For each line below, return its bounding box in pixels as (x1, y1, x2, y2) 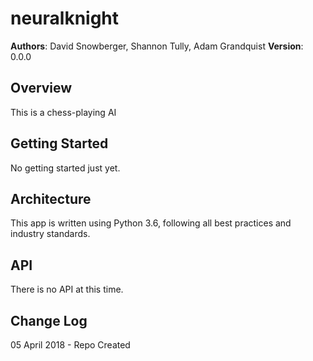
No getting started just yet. (10, 162, 121, 174)
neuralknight (10, 7, 120, 30)
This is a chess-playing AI (10, 106, 117, 118)
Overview (10, 80, 73, 97)
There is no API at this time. (10, 283, 124, 296)
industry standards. (10, 228, 91, 240)
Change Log (10, 312, 88, 329)
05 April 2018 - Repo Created (10, 339, 131, 351)
